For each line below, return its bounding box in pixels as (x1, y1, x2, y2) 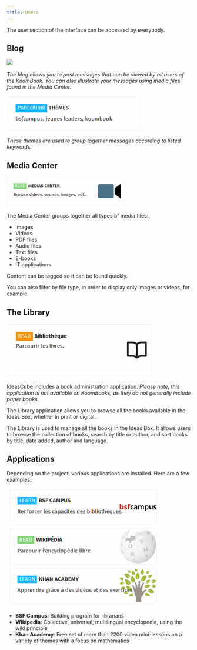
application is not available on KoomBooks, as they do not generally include (6, 389, 191, 396)
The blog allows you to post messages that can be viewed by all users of (6, 71, 184, 78)
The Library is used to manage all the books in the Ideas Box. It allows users (6, 425, 191, 432)
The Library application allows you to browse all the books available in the (6, 407, 186, 414)
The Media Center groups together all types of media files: (6, 212, 149, 219)
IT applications (15, 261, 52, 268)
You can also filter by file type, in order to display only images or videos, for (6, 284, 190, 291)
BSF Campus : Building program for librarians (15, 612, 124, 619)
